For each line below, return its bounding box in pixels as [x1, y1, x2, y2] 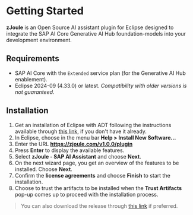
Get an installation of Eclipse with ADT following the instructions [14, 121, 172, 128]
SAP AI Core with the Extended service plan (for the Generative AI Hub [14, 69, 186, 77]
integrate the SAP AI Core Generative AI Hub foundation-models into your [6, 30, 186, 37]
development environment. [6, 36, 72, 43]
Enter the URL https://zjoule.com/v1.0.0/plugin [14, 140, 133, 147]
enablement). [14, 75, 48, 83]
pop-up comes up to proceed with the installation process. [14, 191, 159, 198]
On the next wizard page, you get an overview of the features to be [14, 159, 179, 166]
